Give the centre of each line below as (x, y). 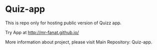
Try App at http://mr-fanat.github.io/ (42, 32)
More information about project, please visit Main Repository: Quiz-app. (79, 42)
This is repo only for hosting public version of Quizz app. (63, 23)
